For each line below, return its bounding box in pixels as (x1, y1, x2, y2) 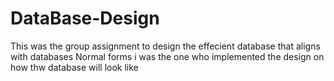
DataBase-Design (10, 7, 160, 30)
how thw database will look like (10, 61, 139, 73)
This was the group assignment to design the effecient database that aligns (10, 40, 321, 52)
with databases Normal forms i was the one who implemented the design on (10, 50, 325, 62)
